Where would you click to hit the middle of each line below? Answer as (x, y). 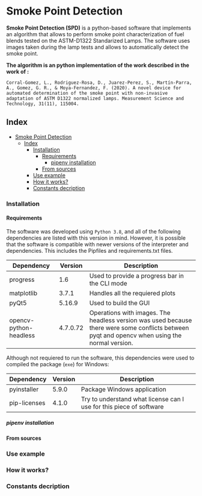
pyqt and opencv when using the (136, 335)
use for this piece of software (122, 407)
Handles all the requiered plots (133, 293)
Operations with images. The (130, 313)
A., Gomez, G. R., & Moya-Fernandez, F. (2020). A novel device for (94, 88)
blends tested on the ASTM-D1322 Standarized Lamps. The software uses (98, 40)
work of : (17, 71)
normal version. (111, 343)
